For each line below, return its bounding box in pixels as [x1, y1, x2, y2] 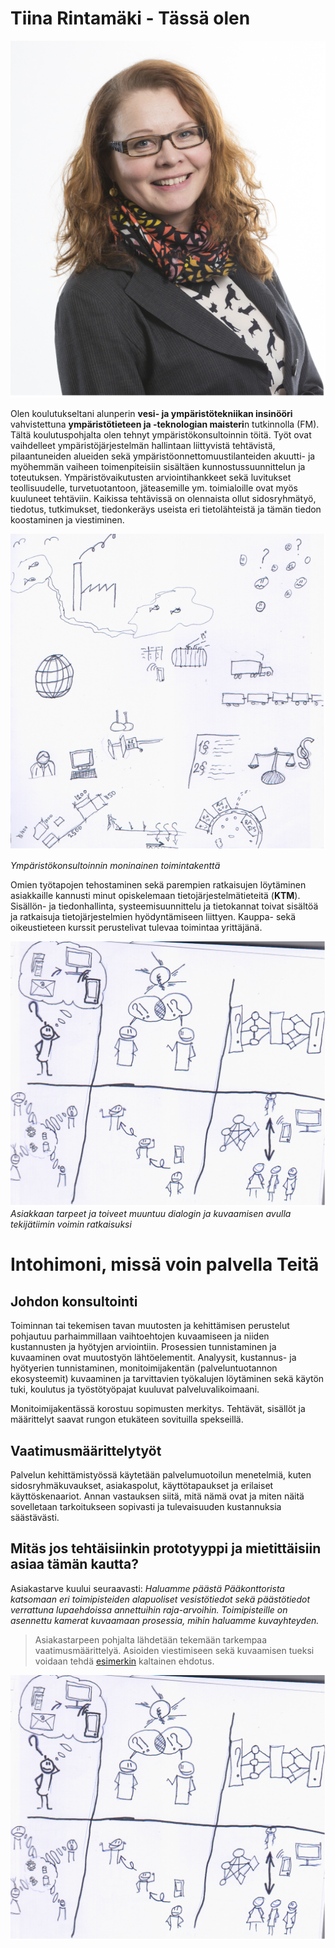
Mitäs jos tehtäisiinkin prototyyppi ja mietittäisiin [10, 1540, 322, 1557]
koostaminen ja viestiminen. [10, 514, 125, 526]
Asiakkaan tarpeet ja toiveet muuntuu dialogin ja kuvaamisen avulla [10, 1208, 292, 1220]
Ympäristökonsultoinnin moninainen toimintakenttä [10, 859, 221, 871]
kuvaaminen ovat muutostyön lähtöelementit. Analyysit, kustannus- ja [10, 1352, 297, 1364]
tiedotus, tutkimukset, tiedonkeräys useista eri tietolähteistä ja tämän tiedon [10, 503, 322, 516]
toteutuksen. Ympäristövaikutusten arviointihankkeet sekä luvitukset [10, 472, 292, 484]
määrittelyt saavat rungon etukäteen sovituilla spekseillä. [10, 1413, 244, 1426]
